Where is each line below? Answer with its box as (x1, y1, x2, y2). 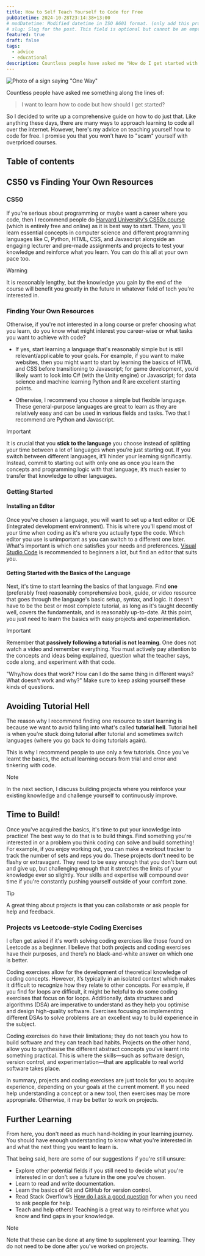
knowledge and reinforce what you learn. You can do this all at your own (6, 248, 188, 256)
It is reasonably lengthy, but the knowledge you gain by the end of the (6, 278, 182, 286)
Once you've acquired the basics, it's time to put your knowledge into (6, 825, 181, 833)
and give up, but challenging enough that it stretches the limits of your (6, 864, 183, 872)
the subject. (6, 1020, 37, 1028)
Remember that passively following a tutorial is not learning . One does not (6, 639, 196, 646)
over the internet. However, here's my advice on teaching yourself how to (6, 125, 191, 133)
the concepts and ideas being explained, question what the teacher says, (6, 652, 190, 660)
